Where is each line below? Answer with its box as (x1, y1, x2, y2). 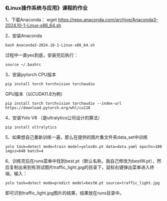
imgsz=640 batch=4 (5, 149, 43, 154)
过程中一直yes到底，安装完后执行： (5, 52, 78, 58)
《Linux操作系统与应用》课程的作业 (5, 4, 88, 11)
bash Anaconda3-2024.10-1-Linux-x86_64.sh (5, 43, 95, 48)
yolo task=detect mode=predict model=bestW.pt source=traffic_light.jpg (5, 180, 160, 186)
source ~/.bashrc (5, 62, 41, 67)
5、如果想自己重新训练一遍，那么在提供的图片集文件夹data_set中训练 (5, 134, 148, 140)
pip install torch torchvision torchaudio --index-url (5, 101, 122, 106)
